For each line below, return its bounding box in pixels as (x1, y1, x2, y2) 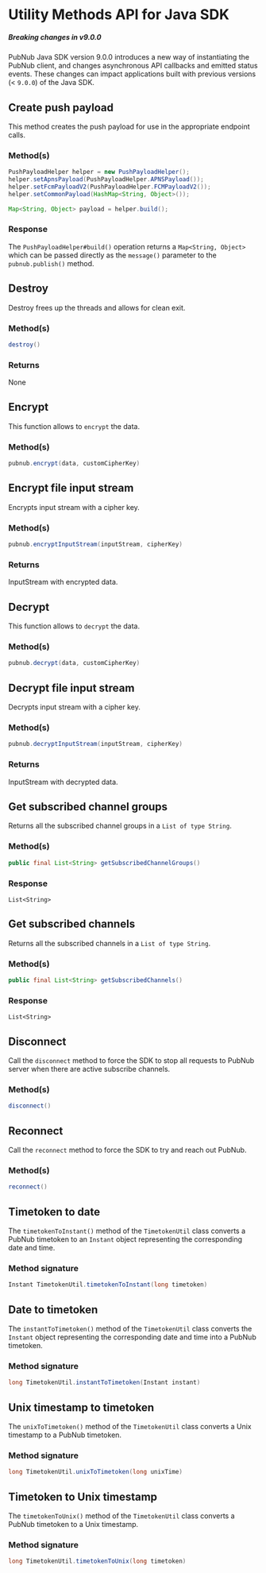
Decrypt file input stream (8, 681, 135, 694)
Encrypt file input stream (8, 481, 134, 495)
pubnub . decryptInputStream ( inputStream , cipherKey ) (8, 740, 183, 748)
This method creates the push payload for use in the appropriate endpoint (8, 122, 250, 131)
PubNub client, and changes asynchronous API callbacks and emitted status (8, 61, 258, 71)
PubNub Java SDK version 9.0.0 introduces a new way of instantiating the (8, 52, 250, 62)
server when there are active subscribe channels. (8, 1065, 171, 1073)
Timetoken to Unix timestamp (8, 1490, 157, 1503)
